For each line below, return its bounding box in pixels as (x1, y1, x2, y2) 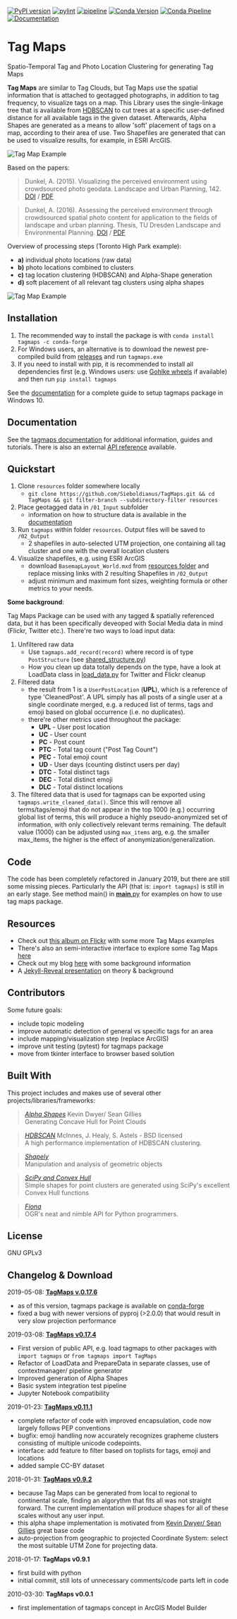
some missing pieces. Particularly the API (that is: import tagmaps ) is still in (7, 882, 224, 891)
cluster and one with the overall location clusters (28, 547, 169, 555)
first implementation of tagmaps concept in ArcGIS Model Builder (17, 1603, 207, 1612)
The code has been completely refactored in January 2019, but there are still (7, 874, 230, 883)
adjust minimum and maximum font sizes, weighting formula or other (28, 576, 228, 586)
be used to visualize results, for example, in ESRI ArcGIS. (7, 136, 172, 144)
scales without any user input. (17, 1512, 105, 1520)
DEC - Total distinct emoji (38, 776, 113, 784)
